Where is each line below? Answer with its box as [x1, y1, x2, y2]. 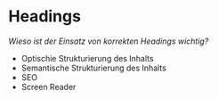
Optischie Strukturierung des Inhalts [20, 53, 154, 63]
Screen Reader [20, 81, 77, 92]
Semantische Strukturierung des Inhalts [20, 62, 166, 73]
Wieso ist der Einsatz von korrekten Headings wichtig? [8, 36, 209, 46]
